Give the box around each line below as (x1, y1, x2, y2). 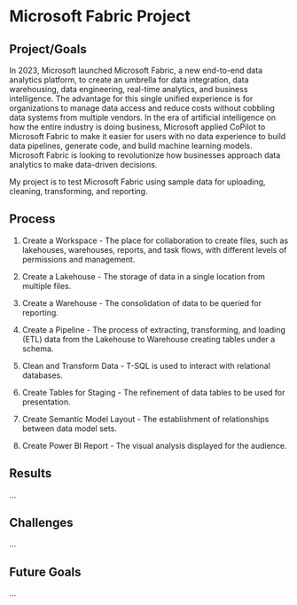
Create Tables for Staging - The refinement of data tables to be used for (21, 387, 285, 397)
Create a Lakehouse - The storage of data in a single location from (21, 271, 266, 281)
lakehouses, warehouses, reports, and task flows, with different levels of (21, 244, 287, 255)
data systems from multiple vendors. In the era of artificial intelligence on (9, 113, 277, 122)
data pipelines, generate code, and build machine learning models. (9, 140, 253, 151)
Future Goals (9, 564, 82, 579)
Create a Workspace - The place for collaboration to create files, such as (21, 235, 289, 246)
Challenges (9, 515, 74, 530)
